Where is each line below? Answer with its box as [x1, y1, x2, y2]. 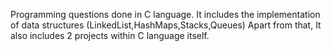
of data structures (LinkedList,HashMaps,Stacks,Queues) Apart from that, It [10, 19, 322, 31]
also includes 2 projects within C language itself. [10, 30, 210, 41]
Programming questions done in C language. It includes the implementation [10, 9, 321, 20]
